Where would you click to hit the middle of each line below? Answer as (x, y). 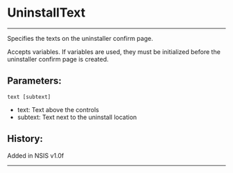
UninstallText (46, 13)
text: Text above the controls (58, 109)
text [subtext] (29, 97)
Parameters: (34, 81)
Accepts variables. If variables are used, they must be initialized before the (114, 52)
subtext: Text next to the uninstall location (77, 117)
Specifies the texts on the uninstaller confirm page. (80, 38)
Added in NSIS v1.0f (36, 155)
